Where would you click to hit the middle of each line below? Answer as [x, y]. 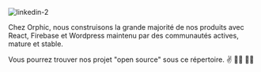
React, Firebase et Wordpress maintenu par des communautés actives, [123, 36]
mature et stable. [36, 44]
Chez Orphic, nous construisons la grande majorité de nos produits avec [126, 27]
